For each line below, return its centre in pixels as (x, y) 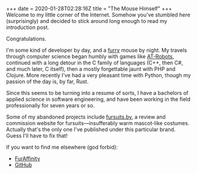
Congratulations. (26, 39)
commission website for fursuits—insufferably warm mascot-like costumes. (98, 123)
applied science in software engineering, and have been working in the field (98, 99)
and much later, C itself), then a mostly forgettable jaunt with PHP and (91, 69)
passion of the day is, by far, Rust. (47, 81)
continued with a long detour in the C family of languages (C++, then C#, (95, 63)
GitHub (23, 165)
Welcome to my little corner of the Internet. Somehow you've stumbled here (98, 15)
